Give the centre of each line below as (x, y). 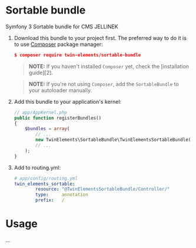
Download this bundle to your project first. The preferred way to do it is (100, 38)
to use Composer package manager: (59, 44)
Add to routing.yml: (37, 167)
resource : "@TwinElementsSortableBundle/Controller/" (103, 189)
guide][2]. (41, 72)
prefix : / (50, 200)
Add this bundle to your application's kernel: (68, 101)
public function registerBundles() (58, 118)
